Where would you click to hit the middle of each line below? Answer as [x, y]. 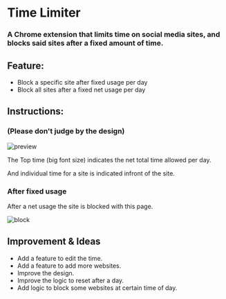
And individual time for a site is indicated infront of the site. [91, 173]
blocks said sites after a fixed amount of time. [85, 43]
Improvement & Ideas [54, 242]
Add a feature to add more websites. [69, 266]
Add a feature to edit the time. [60, 258]
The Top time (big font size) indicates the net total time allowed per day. [110, 160]
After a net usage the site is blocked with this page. [80, 206]
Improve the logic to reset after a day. [70, 280]
